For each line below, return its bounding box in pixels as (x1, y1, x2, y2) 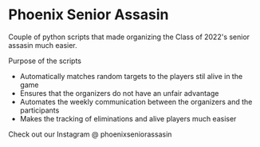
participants (19, 105, 60, 115)
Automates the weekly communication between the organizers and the (19, 97, 253, 106)
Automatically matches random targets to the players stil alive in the (19, 71, 243, 81)
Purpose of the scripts (8, 56, 82, 66)
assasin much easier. (8, 40, 77, 50)
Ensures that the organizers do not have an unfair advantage (19, 88, 219, 97)
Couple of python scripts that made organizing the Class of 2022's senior (8, 32, 250, 42)
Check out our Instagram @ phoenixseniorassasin (8, 129, 172, 139)
